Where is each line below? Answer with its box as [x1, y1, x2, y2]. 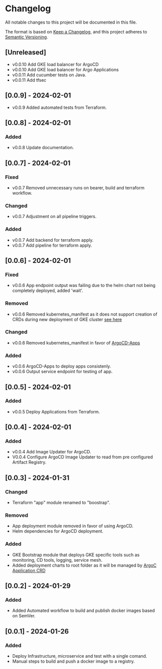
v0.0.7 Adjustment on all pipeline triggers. [12, 214, 97, 220]
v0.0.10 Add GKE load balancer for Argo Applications [12, 66, 119, 72]
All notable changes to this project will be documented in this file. [5, 19, 137, 25]
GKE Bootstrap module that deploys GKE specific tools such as [12, 552, 140, 558]
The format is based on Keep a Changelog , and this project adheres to [5, 29, 147, 34]
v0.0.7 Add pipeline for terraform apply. [12, 242, 92, 248]
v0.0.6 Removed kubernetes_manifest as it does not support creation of [12, 311, 158, 317]
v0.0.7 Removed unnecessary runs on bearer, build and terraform [12, 185, 145, 191]
